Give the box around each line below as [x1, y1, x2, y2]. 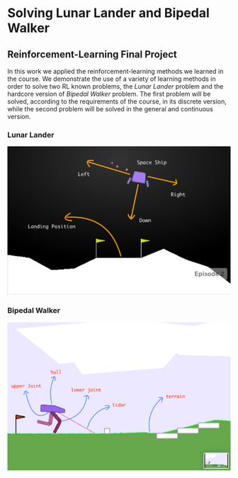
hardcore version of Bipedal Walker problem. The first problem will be [7, 90, 211, 98]
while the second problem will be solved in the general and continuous [7, 105, 214, 113]
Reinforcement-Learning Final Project [7, 48, 177, 60]
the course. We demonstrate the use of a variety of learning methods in [7, 74, 216, 83]
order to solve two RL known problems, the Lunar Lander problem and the [7, 82, 224, 90]
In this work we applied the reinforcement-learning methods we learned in [7, 67, 224, 75]
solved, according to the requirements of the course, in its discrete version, [7, 97, 227, 106]
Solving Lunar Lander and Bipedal [7, 5, 210, 21]
